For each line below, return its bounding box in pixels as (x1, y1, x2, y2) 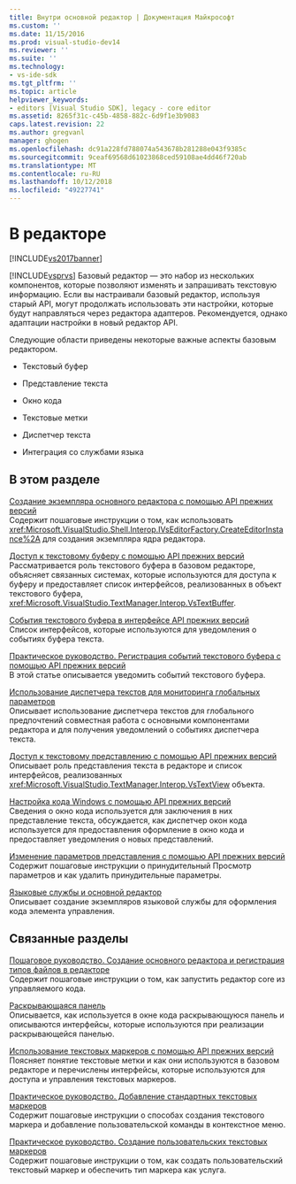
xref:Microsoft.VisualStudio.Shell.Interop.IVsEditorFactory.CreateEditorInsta (9, 524, 285, 534)
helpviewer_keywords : (9, 95, 89, 104)
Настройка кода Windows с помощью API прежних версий (9, 796, 231, 806)
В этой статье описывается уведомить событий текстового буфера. (9, 669, 266, 680)
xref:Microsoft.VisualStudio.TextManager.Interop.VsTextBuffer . (9, 597, 237, 608)
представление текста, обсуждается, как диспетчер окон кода (9, 815, 247, 826)
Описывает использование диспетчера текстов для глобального (9, 705, 254, 716)
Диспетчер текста (21, 429, 91, 440)
